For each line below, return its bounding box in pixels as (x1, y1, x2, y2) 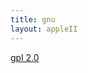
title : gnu (10, 14, 56, 25)
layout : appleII (10, 24, 78, 34)
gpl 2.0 (10, 51, 40, 63)
